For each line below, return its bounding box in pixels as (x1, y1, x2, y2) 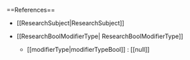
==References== (6, 6, 55, 14)
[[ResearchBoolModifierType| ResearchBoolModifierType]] (16, 32, 184, 40)
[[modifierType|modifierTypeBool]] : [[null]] (26, 46, 150, 53)
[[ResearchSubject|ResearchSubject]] (16, 19, 125, 27)
